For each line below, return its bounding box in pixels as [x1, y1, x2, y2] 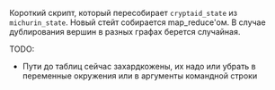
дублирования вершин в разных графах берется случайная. [9, 27, 241, 37]
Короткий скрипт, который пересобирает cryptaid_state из [9, 8, 238, 18]
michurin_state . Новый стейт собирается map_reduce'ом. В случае [9, 17, 267, 28]
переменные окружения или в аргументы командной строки [22, 70, 258, 81]
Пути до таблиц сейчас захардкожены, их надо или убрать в [22, 61, 256, 71]
